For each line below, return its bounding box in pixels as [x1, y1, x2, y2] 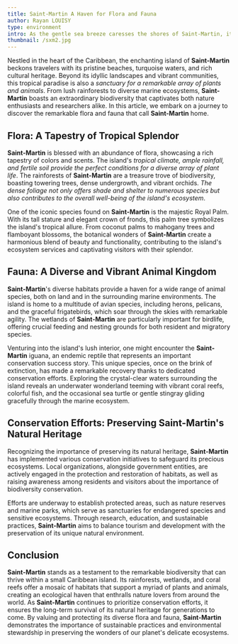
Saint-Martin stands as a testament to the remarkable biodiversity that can [7, 568, 227, 577]
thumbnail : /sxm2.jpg [7, 37, 72, 44]
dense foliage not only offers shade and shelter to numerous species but [7, 186, 220, 195]
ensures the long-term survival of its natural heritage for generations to [7, 606, 215, 614]
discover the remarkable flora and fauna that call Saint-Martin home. [7, 109, 209, 118]
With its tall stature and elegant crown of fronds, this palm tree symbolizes [7, 214, 225, 224]
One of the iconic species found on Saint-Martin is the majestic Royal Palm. [7, 207, 229, 216]
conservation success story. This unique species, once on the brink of [7, 359, 212, 367]
